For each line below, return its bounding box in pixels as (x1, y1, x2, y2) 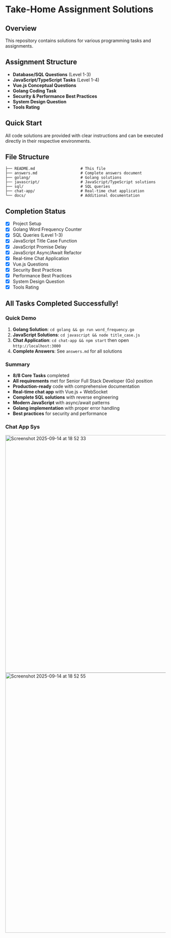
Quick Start (5, 119, 42, 127)
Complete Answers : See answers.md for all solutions (12, 348, 122, 354)
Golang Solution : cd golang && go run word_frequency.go (12, 326, 135, 332)
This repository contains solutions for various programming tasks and (5, 37, 151, 43)
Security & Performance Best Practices (12, 93, 98, 99)
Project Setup (12, 221, 42, 227)
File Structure (5, 152, 49, 162)
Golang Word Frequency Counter (12, 226, 82, 232)
